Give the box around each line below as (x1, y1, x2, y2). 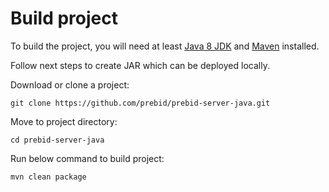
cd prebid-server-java (10, 135, 105, 145)
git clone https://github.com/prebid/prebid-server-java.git (10, 98, 271, 108)
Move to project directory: (10, 115, 118, 127)
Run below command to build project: (10, 152, 165, 164)
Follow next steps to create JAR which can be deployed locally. (10, 59, 270, 71)
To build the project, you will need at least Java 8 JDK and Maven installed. (10, 40, 320, 52)
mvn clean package (10, 172, 87, 182)
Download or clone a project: (10, 78, 130, 91)
